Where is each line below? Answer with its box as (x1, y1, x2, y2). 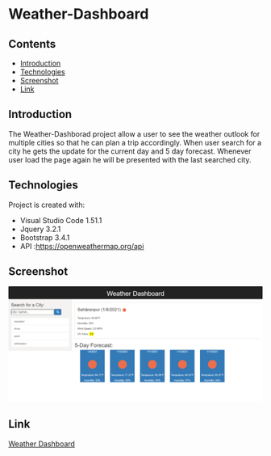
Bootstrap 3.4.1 (19, 232, 70, 243)
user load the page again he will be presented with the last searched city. (8, 154, 252, 164)
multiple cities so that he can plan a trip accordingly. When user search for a (8, 137, 262, 147)
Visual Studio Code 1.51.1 (19, 215, 102, 225)
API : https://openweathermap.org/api (19, 241, 144, 251)
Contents (8, 37, 56, 51)
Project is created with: (8, 200, 85, 209)
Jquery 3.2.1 (19, 224, 61, 234)
